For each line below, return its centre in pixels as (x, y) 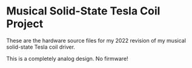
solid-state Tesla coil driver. (41, 47)
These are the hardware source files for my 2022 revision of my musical (96, 40)
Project (25, 24)
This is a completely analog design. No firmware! (67, 58)
